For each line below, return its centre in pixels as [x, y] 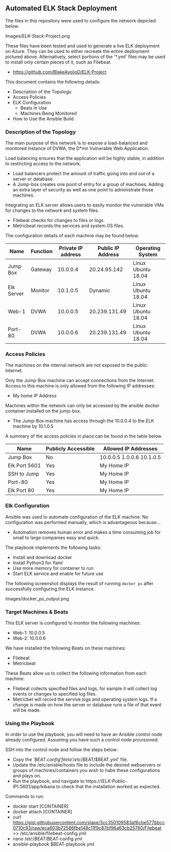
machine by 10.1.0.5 [33, 426]
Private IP [71, 248]
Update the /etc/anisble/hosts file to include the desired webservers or [87, 765]
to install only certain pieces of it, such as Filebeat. [59, 62]
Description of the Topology [41, 132]
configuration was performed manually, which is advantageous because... [83, 522]
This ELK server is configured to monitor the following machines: [73, 623]
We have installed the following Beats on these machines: [66, 648]
